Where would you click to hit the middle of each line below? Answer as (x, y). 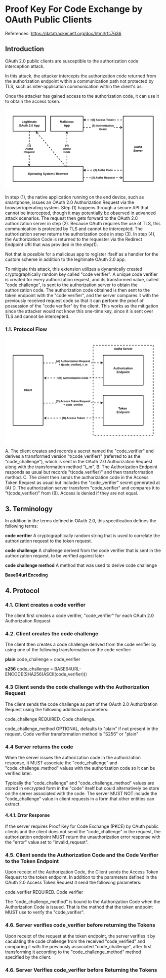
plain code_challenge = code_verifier (43, 659)
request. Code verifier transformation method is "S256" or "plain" (72, 734)
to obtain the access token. (33, 101)
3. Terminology (29, 509)
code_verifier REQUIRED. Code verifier (44, 892)
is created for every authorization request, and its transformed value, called (82, 279)
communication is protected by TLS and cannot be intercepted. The (74, 229)
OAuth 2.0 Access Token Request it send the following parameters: (73, 883)
